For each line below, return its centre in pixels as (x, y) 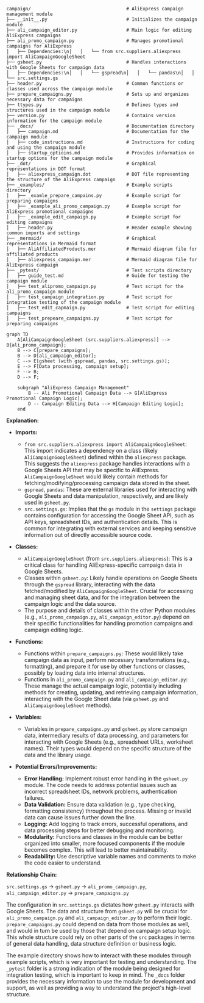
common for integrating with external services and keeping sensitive (110, 528)
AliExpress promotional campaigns (50, 212)
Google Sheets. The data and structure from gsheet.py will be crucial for (97, 911)
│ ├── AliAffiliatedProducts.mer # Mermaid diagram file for (102, 249)
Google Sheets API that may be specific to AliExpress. (92, 470)
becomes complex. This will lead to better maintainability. (96, 850)
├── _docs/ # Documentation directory (100, 126)
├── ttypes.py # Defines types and (92, 105)
